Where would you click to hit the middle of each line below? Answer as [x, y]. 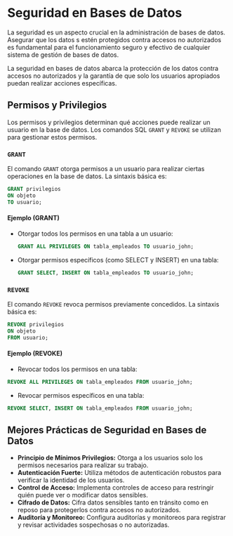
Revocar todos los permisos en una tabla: [78, 369]
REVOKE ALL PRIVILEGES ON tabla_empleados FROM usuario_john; [100, 382]
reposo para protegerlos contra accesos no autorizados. [99, 510]
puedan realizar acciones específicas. [62, 83]
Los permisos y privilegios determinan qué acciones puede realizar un [109, 122]
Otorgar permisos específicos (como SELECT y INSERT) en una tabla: [118, 260]
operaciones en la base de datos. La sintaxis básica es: [87, 176]
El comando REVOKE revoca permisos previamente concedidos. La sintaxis [113, 304]
